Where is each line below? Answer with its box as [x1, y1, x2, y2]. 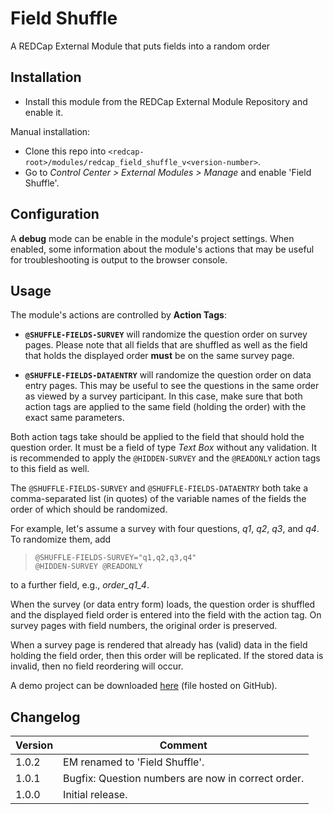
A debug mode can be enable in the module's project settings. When [10, 232, 295, 244]
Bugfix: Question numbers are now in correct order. [63, 772, 305, 786]
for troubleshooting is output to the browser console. [10, 253, 228, 266]
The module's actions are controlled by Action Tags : [10, 309, 227, 321]
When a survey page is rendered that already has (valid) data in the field [10, 639, 308, 651]
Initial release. [63, 788, 128, 802]
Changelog [10, 708, 81, 726]
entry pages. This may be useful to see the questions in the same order [24, 380, 320, 392]
